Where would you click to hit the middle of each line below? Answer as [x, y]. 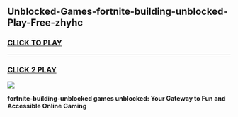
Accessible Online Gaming [47, 106]
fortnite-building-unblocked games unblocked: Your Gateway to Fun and [117, 98]
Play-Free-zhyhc [45, 23]
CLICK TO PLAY [35, 43]
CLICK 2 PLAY [32, 69]
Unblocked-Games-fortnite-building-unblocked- [118, 12]
